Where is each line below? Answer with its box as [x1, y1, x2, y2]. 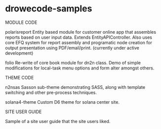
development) [5, 50, 34, 56]
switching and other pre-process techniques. [5, 89, 97, 95]
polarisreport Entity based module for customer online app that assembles [5, 29, 157, 35]
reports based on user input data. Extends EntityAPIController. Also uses [5, 34, 152, 40]
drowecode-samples [5, 3, 92, 14]
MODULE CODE [5, 19, 38, 25]
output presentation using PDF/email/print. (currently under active [5, 45, 139, 51]
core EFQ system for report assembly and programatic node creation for [5, 39, 152, 45]
